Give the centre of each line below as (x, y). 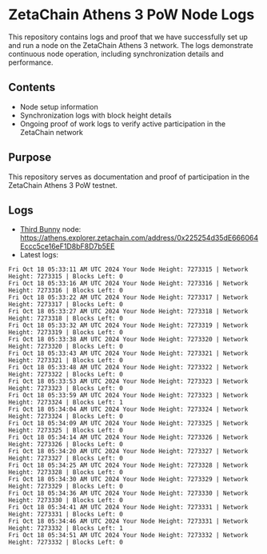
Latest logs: (39, 255)
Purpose (30, 157)
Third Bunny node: (50, 229)
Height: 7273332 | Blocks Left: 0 (66, 542)
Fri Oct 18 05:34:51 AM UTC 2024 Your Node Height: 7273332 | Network (128, 536)
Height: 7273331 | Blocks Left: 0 (66, 514)
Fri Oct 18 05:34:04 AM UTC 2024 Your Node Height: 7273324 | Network (128, 409)
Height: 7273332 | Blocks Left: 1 (66, 528)
